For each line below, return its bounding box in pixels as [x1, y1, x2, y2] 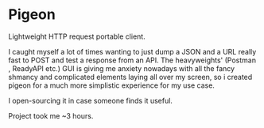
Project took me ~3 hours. [8, 111, 94, 120]
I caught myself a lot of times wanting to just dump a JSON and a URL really [8, 47, 257, 56]
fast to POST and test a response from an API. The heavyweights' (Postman [8, 55, 257, 65]
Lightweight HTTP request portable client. [8, 32, 146, 41]
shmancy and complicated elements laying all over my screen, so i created [8, 72, 253, 81]
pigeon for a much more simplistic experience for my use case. [8, 81, 215, 90]
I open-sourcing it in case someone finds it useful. [8, 96, 173, 105]
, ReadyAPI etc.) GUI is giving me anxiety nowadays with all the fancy [8, 63, 235, 73]
